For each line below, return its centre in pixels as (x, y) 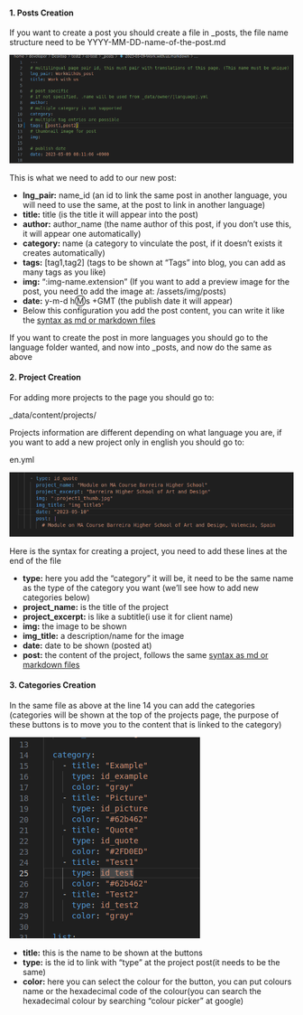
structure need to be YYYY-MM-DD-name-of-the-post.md (118, 42)
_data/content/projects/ (53, 415)
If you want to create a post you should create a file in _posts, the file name (149, 33)
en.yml (22, 459)
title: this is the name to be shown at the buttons (112, 953)
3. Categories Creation (53, 685)
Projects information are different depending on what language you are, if (146, 432)
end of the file (35, 560)
